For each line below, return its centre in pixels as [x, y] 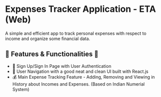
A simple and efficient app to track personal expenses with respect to [76, 33]
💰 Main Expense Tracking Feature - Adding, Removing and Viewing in [83, 77]
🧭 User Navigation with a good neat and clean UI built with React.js [80, 71]
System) [21, 89]
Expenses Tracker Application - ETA [81, 9]
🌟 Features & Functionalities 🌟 [52, 54]
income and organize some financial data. [48, 39]
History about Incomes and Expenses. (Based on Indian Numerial [78, 84]
